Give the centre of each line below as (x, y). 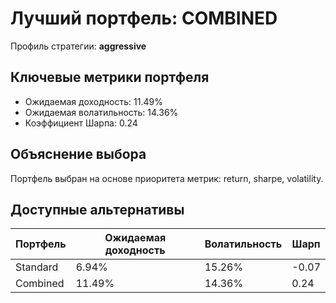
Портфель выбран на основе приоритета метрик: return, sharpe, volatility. (167, 178)
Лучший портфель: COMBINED (144, 18)
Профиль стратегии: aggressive (78, 46)
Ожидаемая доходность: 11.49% (93, 101)
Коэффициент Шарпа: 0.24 (81, 123)
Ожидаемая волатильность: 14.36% (101, 112)
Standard (37, 267)
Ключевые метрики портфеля (110, 77)
